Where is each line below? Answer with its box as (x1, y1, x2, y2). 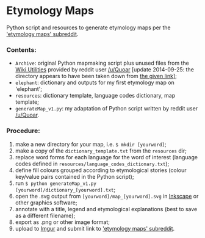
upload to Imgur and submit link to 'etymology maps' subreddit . (15, 225, 175, 232)
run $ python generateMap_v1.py (15, 179, 96, 187)
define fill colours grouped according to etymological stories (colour (15, 166, 187, 174)
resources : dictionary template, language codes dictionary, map (15, 92, 176, 99)
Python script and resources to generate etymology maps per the (6, 24, 171, 31)
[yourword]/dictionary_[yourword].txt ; (15, 186, 116, 193)
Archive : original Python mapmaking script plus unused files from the (15, 59, 189, 67)
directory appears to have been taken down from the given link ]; (15, 73, 177, 80)
